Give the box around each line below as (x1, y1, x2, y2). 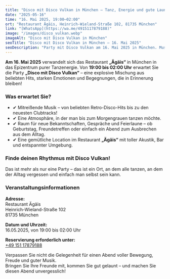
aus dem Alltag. (12, 131, 46, 137)
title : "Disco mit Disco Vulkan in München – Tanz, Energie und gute (5, 7, 155, 13)
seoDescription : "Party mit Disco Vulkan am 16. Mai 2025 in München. (5, 45, 157, 50)
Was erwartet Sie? (5, 93, 52, 100)
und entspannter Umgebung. (12, 142, 73, 148)
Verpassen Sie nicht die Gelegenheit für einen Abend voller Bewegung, (5, 252, 153, 258)
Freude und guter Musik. (5, 257, 57, 263)
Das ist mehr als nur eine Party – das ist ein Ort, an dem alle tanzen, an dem (5, 166, 163, 172)
